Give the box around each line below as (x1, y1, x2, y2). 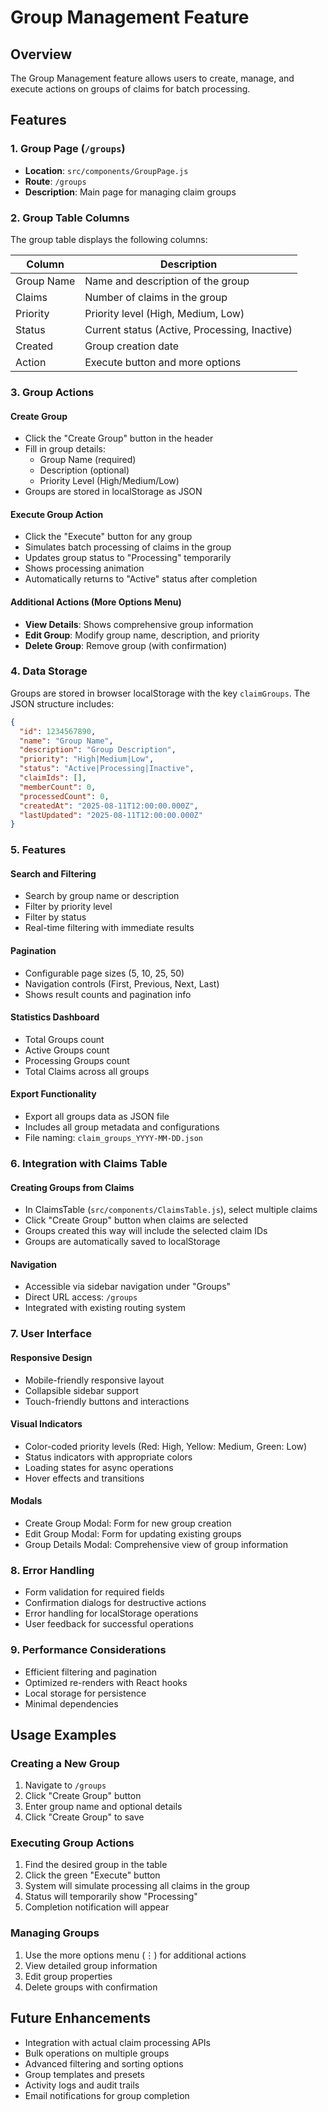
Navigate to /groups (24, 1779, 107, 1791)
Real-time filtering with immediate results (24, 922, 195, 934)
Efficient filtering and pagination (24, 1666, 158, 1678)
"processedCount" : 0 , (19, 791, 110, 801)
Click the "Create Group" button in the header (24, 432, 214, 445)
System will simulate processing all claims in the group (24, 1880, 250, 1892)
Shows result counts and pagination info (24, 988, 192, 1000)
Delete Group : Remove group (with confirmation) (24, 639, 228, 651)
